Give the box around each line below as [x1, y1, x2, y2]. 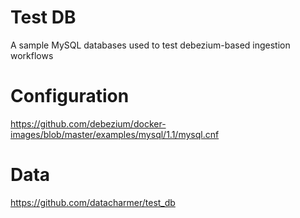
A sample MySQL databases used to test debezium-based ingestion [10, 39, 291, 51]
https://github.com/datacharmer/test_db [10, 196, 176, 208]
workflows [10, 49, 54, 61]
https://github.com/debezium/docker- [10, 117, 167, 130]
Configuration [10, 85, 130, 108]
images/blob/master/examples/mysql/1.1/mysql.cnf [10, 128, 220, 140]
